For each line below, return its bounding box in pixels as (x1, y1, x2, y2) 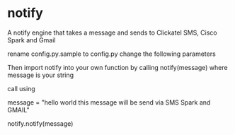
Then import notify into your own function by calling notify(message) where (7, 63, 228, 71)
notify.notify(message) (7, 119, 74, 128)
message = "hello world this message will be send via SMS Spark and (7, 98, 211, 107)
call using (7, 84, 35, 93)
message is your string (7, 71, 74, 79)
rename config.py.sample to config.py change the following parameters (7, 49, 216, 58)
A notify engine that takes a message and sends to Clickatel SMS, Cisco (7, 28, 217, 37)
